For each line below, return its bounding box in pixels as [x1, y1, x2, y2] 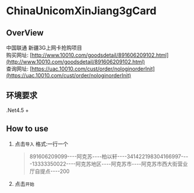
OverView [6, 28, 44, 38]
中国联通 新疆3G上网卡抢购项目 [6, 44, 83, 51]
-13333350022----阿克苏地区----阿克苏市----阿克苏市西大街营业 [29, 160, 188, 167]
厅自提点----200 [29, 168, 70, 175]
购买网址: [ [6, 52, 33, 59]
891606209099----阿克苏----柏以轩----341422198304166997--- [29, 153, 189, 160]
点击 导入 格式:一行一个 [14, 140, 69, 147]
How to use [6, 124, 48, 134]
